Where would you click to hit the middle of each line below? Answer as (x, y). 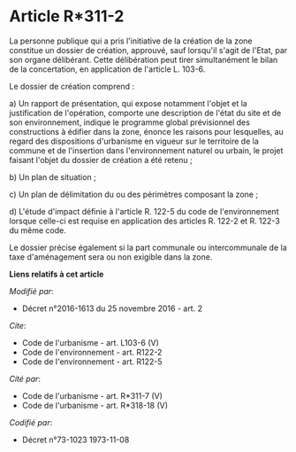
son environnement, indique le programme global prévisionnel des (129, 122)
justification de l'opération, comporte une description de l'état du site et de (145, 113)
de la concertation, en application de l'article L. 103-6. (107, 69)
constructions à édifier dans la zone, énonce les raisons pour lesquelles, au (147, 131)
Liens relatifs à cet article (57, 274)
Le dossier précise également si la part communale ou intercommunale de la (148, 247)
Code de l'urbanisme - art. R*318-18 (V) (95, 405)
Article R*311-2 (67, 16)
